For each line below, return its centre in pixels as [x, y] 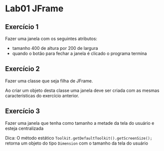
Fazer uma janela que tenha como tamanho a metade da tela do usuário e [80, 123]
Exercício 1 [22, 27]
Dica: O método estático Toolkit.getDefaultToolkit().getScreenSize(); [79, 138]
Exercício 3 [23, 111]
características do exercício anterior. [42, 95]
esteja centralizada [24, 128]
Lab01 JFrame [34, 9]
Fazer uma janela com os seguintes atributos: [51, 38]
